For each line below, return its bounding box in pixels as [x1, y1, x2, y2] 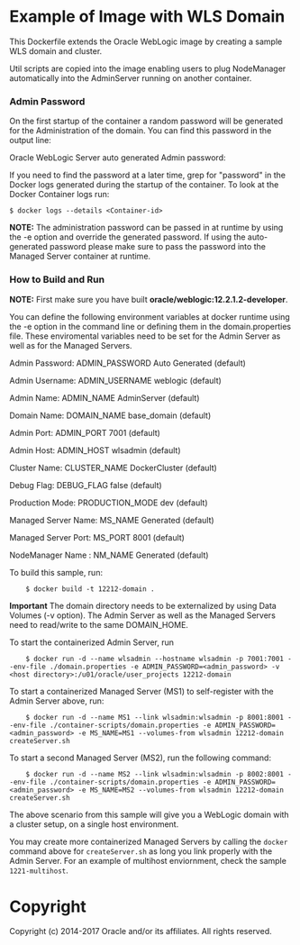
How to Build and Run [9, 273, 105, 286]
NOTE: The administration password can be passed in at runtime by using [9, 223, 284, 233]
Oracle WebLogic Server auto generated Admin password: [9, 152, 226, 163]
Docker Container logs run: [9, 189, 110, 200]
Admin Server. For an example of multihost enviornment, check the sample [9, 855, 286, 866]
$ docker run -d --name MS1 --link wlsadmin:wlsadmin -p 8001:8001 [25, 713, 284, 722]
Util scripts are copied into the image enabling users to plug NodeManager [9, 63, 286, 74]
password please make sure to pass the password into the [49, 241, 266, 252]
